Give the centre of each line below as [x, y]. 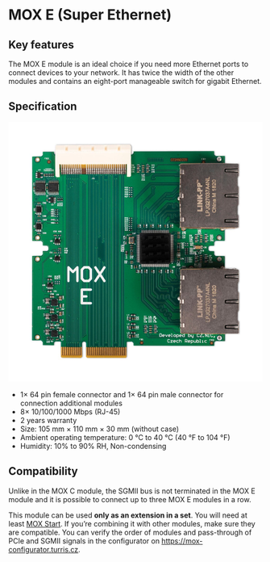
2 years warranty [48, 420]
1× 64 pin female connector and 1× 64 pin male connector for [122, 394]
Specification [43, 107]
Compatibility [43, 471]
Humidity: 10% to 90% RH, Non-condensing [93, 446]
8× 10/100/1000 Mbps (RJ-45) [70, 411]
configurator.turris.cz [44, 549]
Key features [41, 45]
